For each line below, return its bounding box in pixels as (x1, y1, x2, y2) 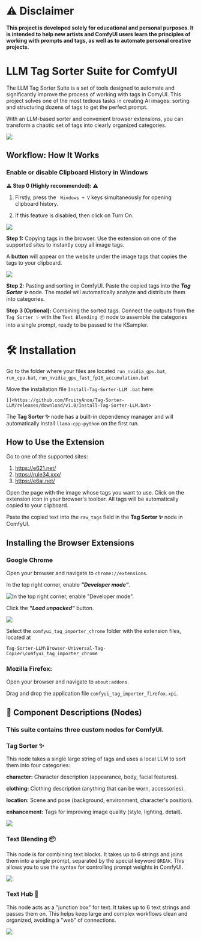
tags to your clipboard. (6, 259, 62, 266)
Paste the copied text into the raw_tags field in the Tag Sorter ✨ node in (6, 513, 183, 521)
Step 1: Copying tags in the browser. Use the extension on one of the (6, 235, 177, 242)
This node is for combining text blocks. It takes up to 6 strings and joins (6, 851, 183, 858)
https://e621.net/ (14, 464, 56, 472)
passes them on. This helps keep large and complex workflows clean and (6, 910, 188, 917)
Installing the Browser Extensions (6, 537, 135, 548)
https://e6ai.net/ (14, 477, 55, 485)
